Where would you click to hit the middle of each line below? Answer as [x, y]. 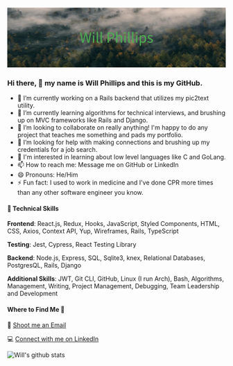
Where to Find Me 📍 [36, 309]
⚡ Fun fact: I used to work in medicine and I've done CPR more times [115, 183]
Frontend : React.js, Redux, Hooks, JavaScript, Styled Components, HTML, [113, 224]
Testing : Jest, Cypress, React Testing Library [72, 245]
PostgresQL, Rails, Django [44, 265]
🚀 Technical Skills [33, 208]
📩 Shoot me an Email [37, 325]
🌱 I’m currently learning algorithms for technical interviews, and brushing [121, 113]
